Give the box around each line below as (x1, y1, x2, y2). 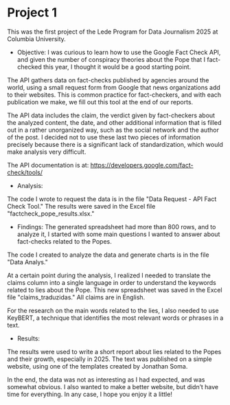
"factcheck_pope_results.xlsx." (7, 209, 95, 218)
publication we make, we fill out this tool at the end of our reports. (7, 97, 194, 106)
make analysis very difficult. (7, 148, 87, 156)
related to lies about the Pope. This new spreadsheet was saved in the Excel (7, 286, 222, 294)
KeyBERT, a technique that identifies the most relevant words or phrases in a (7, 314, 224, 322)
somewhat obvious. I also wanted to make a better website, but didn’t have (7, 382, 218, 391)
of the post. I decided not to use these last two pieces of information (7, 132, 201, 141)
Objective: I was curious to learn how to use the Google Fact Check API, (16, 48, 221, 56)
